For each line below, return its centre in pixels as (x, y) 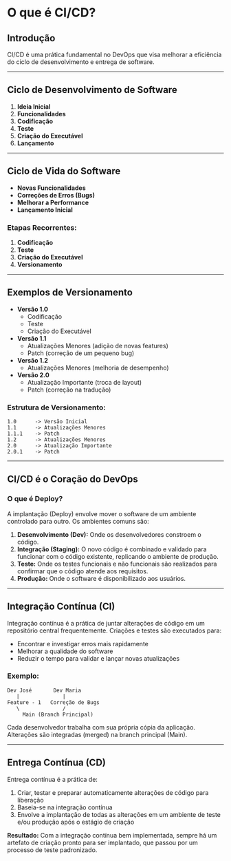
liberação (30, 800)
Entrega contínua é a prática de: (53, 779)
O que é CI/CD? (52, 13)
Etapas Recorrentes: (42, 227)
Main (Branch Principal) (58, 714)
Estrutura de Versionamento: (56, 407)
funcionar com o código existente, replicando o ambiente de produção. (118, 556)
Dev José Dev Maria (44, 690)
